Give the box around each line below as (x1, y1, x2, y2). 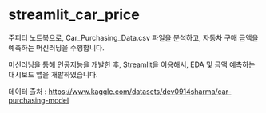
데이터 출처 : (8, 86, 47, 96)
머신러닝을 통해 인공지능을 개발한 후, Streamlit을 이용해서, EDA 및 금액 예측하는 (8, 60, 256, 69)
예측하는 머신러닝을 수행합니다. (8, 42, 105, 53)
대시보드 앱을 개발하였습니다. (8, 69, 98, 79)
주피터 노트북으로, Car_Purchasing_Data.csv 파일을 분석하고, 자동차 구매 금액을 (8, 33, 259, 42)
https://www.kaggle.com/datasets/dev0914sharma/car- (48, 86, 232, 96)
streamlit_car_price (8, 6, 140, 24)
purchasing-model (8, 95, 69, 105)
